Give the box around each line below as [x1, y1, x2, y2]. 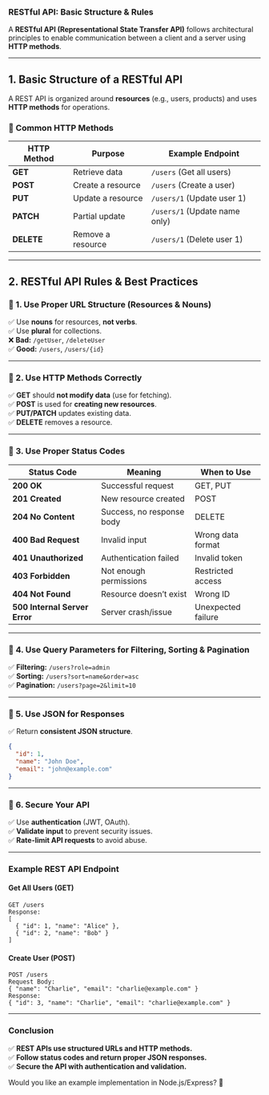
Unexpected [195, 601, 242, 613]
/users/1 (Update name [151, 206, 240, 217]
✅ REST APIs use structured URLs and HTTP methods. [8, 1043, 193, 1053]
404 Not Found [12, 588, 71, 600]
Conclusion [8, 1025, 54, 1036]
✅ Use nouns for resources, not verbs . [8, 317, 138, 327]
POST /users [8, 971, 48, 979]
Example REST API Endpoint [8, 863, 119, 874]
